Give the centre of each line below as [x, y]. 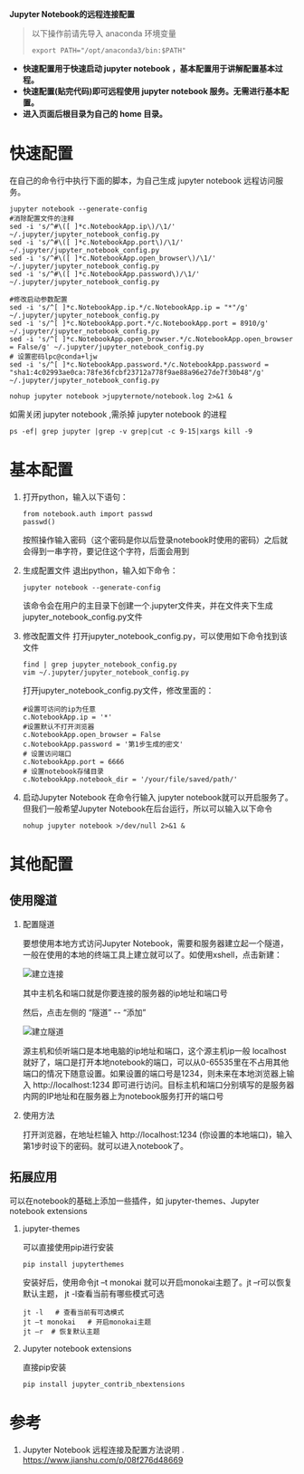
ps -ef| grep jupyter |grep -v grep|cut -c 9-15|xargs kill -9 [131, 431]
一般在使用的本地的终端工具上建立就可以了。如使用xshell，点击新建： [152, 954]
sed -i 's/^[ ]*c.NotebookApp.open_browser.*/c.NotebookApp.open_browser [152, 339]
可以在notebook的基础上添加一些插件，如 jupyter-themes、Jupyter [134, 1201]
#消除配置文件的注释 [42, 218]
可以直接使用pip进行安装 [68, 1247]
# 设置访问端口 [47, 754]
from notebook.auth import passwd [87, 514]
